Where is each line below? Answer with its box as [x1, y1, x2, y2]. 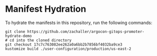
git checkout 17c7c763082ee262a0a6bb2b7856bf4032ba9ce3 [5, 42, 122, 47]
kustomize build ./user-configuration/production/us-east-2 [5, 46, 132, 51]
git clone [5, 29, 26, 34]
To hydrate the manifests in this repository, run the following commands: [5, 20, 153, 26]
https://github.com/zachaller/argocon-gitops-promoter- [27, 29, 145, 34]
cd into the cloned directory [9, 38, 72, 43]
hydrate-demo [5, 33, 32, 38]
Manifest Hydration [5, 3, 86, 15]
